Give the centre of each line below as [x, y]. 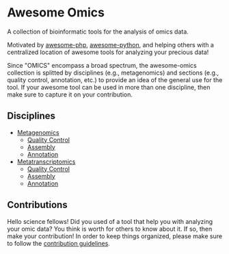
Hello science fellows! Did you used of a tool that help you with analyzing [110, 221]
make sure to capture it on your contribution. [70, 94]
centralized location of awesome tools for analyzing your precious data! [108, 52]
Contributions [37, 205]
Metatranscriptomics [46, 162]
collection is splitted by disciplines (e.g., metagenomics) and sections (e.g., [113, 73]
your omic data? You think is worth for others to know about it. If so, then [110, 229]
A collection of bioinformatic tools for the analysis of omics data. [98, 31]
